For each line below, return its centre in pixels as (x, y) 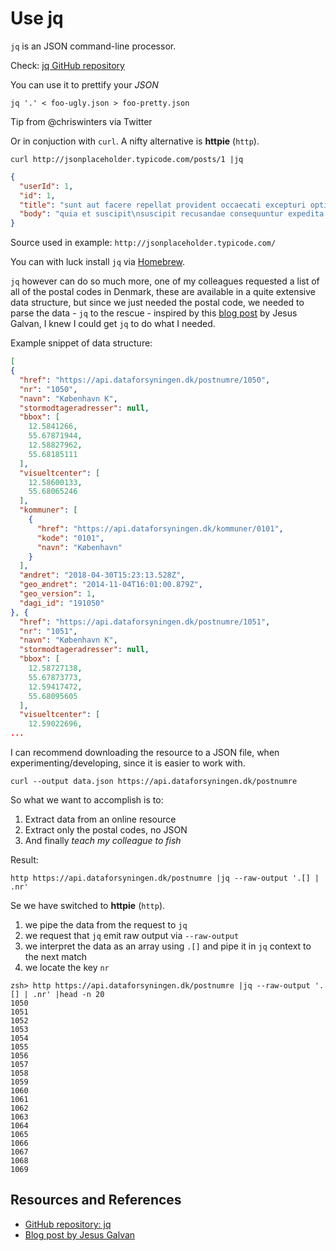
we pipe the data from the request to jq (106, 925)
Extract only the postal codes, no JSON (106, 830)
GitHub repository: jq (68, 1224)
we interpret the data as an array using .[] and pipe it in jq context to (168, 946)
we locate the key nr (67, 968)
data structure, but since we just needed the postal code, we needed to (157, 303)
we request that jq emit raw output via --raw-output (132, 936)
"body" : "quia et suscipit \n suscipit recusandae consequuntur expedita (172, 214)
